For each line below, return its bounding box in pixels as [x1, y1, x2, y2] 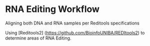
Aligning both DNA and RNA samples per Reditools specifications [5, 20, 140, 26]
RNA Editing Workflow [5, 3, 100, 15]
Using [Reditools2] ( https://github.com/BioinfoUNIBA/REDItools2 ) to [5, 29, 145, 35]
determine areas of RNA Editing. [5, 35, 71, 41]
